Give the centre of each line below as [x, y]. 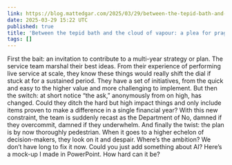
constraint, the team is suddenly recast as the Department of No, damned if [115, 117]
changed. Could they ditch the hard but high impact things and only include [114, 103]
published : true [30, 26]
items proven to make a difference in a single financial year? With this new [113, 110]
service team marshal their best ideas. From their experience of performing [114, 66]
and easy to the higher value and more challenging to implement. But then [112, 88]
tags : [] [20, 39]
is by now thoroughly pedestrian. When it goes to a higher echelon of [106, 133]
